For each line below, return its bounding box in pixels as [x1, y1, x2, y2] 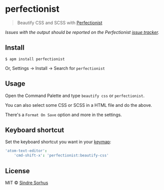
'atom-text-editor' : [5, 149, 48, 154]
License [5, 166, 30, 175]
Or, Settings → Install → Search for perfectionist [5, 65, 105, 71]
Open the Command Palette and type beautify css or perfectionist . [5, 93, 145, 98]
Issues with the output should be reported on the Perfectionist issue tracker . [5, 29, 160, 35]
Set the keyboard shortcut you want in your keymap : [5, 139, 112, 145]
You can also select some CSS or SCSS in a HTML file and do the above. [5, 102, 153, 108]
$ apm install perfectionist [5, 57, 65, 62]
